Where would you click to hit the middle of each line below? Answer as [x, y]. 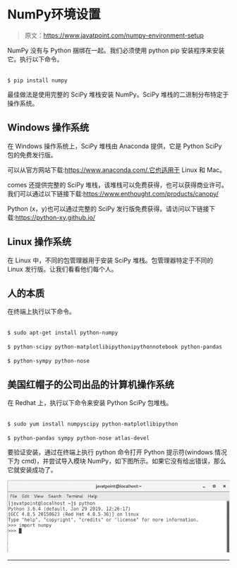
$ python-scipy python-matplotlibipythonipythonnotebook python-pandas [115, 347]
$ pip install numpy [38, 80]
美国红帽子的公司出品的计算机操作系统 [91, 384]
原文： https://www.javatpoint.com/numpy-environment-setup [114, 35]
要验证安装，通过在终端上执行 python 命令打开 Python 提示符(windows [110, 452]
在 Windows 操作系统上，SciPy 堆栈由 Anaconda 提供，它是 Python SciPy [115, 146]
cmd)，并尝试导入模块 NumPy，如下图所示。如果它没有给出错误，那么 [123, 461]
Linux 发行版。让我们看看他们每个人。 [62, 269]
